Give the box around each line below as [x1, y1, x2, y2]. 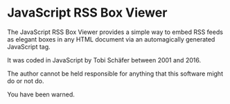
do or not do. [7, 76, 44, 85]
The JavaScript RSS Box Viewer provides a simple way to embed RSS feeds [7, 28, 224, 36]
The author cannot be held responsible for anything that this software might [7, 69, 224, 78]
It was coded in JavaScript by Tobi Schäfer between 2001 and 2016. [7, 55, 202, 64]
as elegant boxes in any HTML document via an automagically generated [7, 35, 215, 43]
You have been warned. [7, 90, 75, 98]
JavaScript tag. [7, 42, 51, 51]
